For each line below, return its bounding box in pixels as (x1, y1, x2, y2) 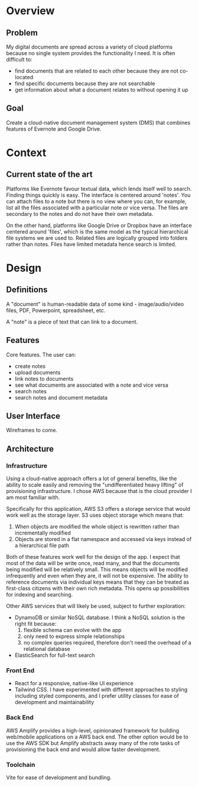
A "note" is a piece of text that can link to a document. (6, 318, 138, 325)
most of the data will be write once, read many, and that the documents (6, 560, 180, 567)
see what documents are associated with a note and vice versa (14, 381, 168, 388)
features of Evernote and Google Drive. (6, 125, 102, 132)
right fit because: (14, 620, 57, 627)
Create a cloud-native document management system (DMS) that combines (6, 119, 191, 126)
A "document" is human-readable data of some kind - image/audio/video (6, 300, 184, 307)
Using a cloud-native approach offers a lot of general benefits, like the (6, 475, 177, 482)
